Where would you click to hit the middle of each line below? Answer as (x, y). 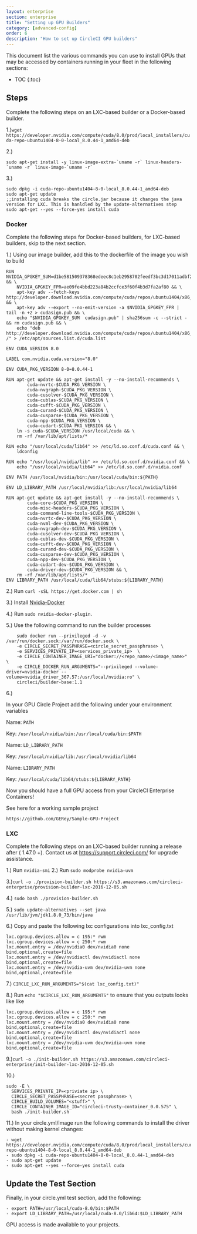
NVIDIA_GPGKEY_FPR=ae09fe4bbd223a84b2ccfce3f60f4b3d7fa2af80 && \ (99, 287)
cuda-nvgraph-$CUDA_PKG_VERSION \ (69, 390)
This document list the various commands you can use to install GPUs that (96, 56)
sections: (17, 68)
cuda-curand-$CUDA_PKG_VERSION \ (68, 411)
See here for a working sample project (52, 808)
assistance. (20, 859)
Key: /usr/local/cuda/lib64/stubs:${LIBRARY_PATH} (69, 779)
